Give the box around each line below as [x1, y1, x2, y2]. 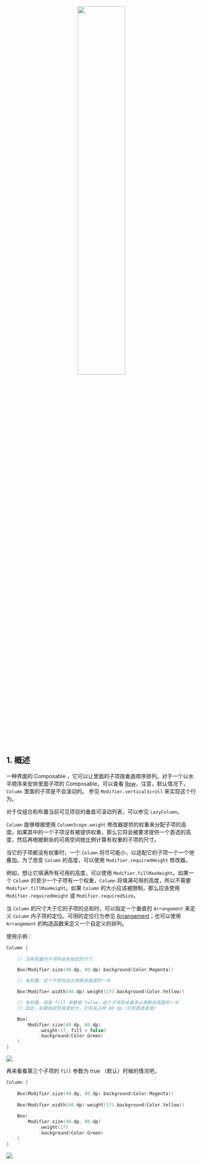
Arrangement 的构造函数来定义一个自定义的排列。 [6, 920, 128, 927]
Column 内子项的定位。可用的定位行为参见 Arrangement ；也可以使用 [13, 912, 181, 920]
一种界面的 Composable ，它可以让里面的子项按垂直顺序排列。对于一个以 [6, 772, 189, 779]
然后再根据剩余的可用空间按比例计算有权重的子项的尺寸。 [16, 836, 160, 843]
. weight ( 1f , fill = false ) [38, 1027, 107, 1033]
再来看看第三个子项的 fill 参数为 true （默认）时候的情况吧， [6, 1067, 160, 1075]
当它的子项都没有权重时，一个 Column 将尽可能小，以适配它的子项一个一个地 [6, 849, 195, 856]
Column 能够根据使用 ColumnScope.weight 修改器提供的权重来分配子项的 [6, 820, 181, 828]
